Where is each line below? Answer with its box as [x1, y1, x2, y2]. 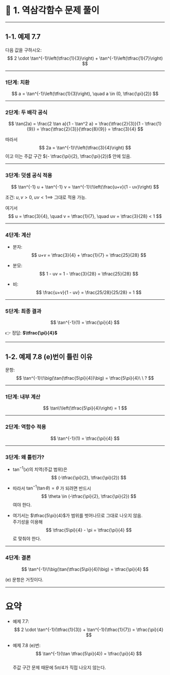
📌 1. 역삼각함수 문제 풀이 [5, 5, 100, 16]
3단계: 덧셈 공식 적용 [5, 172, 53, 179]
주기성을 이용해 [12, 519, 43, 525]
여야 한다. [12, 502, 32, 508]
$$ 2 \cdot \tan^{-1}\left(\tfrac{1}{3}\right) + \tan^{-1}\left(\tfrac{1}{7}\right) [7, 55, 163, 61]
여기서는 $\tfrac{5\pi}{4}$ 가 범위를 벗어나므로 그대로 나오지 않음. [12, 513, 143, 519]
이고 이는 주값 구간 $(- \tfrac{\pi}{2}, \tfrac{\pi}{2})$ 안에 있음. [5, 153, 132, 159]
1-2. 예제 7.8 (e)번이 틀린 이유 [5, 352, 93, 361]
